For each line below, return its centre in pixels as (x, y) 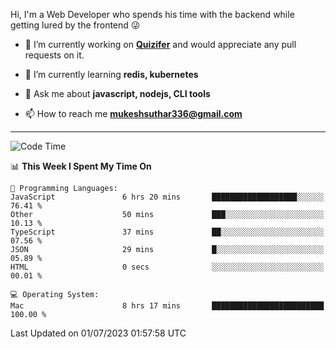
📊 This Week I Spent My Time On (81, 166)
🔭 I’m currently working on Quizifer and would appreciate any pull (160, 44)
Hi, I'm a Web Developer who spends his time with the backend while (152, 14)
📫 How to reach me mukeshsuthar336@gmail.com (133, 113)
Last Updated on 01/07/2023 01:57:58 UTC (98, 333)
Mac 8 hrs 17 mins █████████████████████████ (167, 306)
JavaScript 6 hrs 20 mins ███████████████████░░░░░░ (167, 197)
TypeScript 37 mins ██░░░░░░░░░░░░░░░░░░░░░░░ (167, 232)
